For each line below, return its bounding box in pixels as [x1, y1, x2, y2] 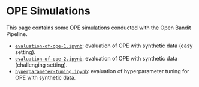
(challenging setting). [14, 61, 68, 68]
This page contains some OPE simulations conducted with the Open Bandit [6, 24, 191, 31]
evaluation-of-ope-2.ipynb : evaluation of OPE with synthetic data [14, 55, 178, 62]
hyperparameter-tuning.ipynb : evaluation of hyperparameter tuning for [14, 67, 190, 74]
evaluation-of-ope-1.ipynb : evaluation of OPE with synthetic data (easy [14, 42, 193, 49]
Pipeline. [6, 30, 28, 37]
